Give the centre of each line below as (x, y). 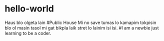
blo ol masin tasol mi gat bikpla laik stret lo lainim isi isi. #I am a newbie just (82, 27)
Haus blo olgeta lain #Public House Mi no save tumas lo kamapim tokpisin (80, 22)
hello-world (29, 9)
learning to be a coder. (28, 33)
